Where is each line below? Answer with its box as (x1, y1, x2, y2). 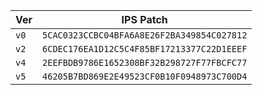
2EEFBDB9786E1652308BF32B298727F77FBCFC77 (42, 57, 248, 68)
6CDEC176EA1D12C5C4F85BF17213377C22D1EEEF (42, 44, 248, 54)
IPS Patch (121, 13, 168, 26)
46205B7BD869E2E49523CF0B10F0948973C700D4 (42, 71, 248, 82)
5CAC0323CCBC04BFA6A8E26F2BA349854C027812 (42, 30, 248, 41)
